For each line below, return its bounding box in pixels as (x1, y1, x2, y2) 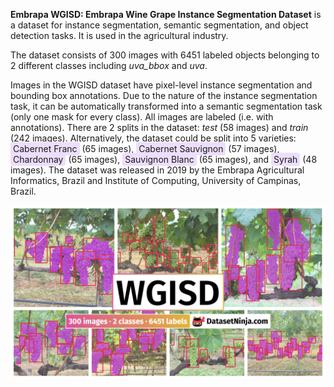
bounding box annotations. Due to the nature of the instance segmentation (10, 90, 318, 101)
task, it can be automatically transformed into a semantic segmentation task (10, 100, 323, 112)
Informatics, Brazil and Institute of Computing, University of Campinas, (10, 175, 302, 186)
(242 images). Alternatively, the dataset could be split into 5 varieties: (10, 132, 297, 144)
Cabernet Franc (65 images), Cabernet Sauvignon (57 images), (13, 143, 280, 154)
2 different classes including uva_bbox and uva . (10, 60, 208, 71)
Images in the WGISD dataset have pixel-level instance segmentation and (10, 79, 313, 91)
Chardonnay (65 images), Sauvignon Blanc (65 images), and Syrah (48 (13, 154, 318, 165)
